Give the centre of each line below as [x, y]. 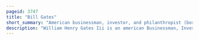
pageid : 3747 [22, 11]
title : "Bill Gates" [32, 17]
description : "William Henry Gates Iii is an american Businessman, [92, 28]
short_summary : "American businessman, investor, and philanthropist [94, 22]
